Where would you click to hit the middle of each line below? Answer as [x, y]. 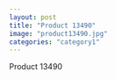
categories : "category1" [54, 42]
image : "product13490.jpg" [58, 33]
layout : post [33, 17]
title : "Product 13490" [53, 25]
